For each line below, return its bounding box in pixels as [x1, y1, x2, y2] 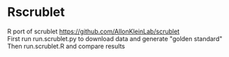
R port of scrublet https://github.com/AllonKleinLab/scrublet [7, 27, 180, 35]
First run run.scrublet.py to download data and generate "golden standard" [7, 34, 223, 42]
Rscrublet [7, 4, 65, 20]
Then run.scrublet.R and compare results [7, 42, 126, 50]
